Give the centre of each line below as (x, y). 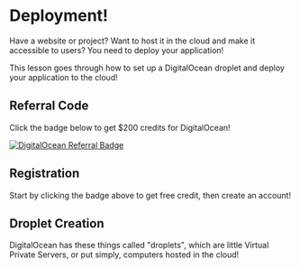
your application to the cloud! (64, 77)
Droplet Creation (57, 223)
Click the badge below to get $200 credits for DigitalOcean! (120, 127)
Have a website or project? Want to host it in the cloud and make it (132, 41)
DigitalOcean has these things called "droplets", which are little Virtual (139, 246)
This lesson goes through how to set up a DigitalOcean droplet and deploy (147, 68)
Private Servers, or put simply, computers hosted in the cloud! (124, 255)
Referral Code (49, 106)
